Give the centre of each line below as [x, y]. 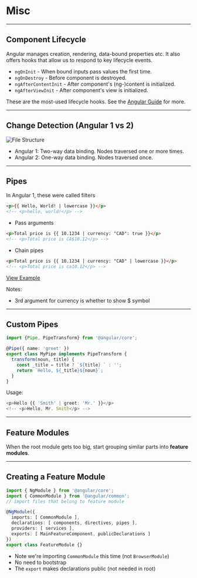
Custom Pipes [32, 325]
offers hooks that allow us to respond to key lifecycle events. [79, 60]
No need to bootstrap [40, 562]
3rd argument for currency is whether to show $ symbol [82, 300]
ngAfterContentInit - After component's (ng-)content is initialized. [95, 84]
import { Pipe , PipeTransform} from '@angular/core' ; [72, 338]
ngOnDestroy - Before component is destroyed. [71, 78]
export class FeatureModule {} [44, 545]
